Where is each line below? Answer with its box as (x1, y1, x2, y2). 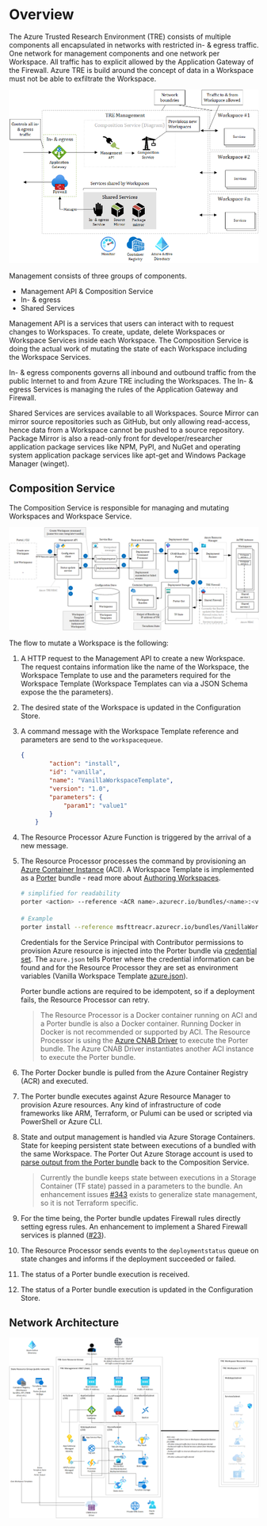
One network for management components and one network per (9, 48, 220, 58)
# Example (20, 914, 54, 923)
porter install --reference (20, 923, 113, 931)
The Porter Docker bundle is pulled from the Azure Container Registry (20, 1068, 249, 1077)
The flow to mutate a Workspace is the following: (9, 638, 169, 648)
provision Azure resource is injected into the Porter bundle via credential (20, 946, 257, 955)
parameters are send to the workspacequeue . (20, 735, 163, 744)
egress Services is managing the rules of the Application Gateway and (9, 384, 238, 394)
